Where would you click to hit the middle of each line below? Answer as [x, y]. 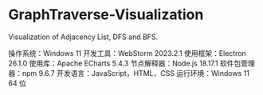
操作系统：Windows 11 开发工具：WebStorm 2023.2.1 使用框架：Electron [128, 53]
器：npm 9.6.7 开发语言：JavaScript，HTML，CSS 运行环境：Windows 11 [129, 73]
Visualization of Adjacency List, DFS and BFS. [83, 37]
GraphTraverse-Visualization [106, 15]
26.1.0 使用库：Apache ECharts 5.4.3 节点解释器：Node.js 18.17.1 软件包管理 [131, 63]
